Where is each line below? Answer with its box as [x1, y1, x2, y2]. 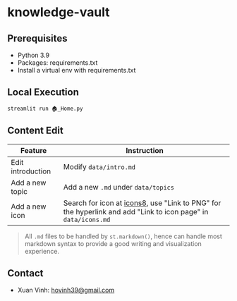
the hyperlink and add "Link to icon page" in [63, 207, 209, 216]
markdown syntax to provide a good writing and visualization [24, 239, 202, 247]
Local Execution [7, 86, 79, 99]
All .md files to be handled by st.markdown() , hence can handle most [24, 232, 222, 240]
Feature [20, 145, 47, 155]
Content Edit [7, 125, 63, 137]
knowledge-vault [7, 4, 111, 20]
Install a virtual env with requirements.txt [17, 66, 136, 74]
